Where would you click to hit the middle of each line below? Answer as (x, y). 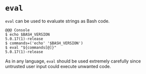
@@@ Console (17, 30)
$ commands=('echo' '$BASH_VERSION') (44, 43)
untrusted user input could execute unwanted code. (58, 66)
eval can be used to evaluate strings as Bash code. (58, 21)
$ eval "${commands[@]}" (31, 47)
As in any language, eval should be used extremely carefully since (73, 61)
